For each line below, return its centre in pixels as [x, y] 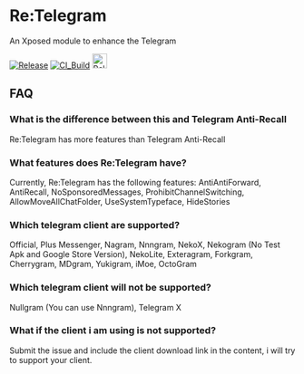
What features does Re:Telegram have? [98, 162]
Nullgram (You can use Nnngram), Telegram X [95, 307]
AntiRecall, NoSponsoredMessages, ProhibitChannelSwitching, [127, 192]
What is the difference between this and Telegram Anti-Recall [148, 120]
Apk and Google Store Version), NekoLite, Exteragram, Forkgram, [132, 254]
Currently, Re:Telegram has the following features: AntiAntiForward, [135, 182]
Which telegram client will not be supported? [110, 288]
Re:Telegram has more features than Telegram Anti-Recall [118, 139]
